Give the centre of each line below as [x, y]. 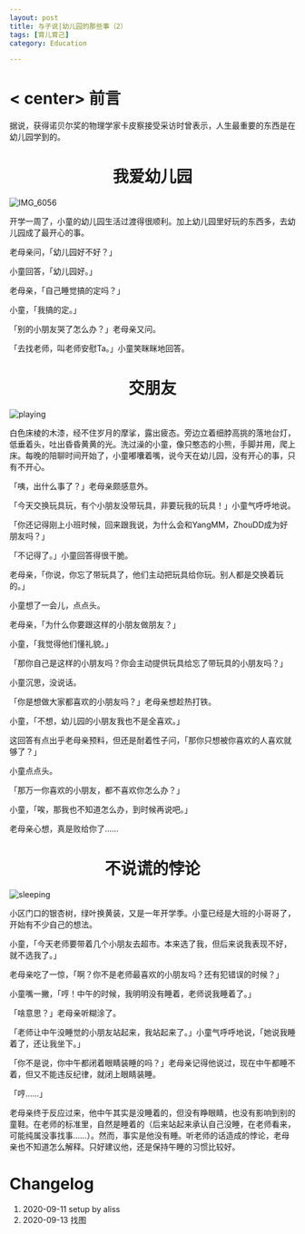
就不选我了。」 [35, 955]
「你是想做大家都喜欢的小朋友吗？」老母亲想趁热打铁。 [113, 702]
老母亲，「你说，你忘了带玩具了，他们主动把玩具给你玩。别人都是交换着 [143, 575]
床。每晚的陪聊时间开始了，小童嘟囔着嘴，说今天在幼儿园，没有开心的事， [148, 455]
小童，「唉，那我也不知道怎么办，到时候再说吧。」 [101, 809]
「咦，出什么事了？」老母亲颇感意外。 [81, 486]
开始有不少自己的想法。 [53, 925]
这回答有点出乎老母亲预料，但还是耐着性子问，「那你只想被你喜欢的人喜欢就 [151, 740]
